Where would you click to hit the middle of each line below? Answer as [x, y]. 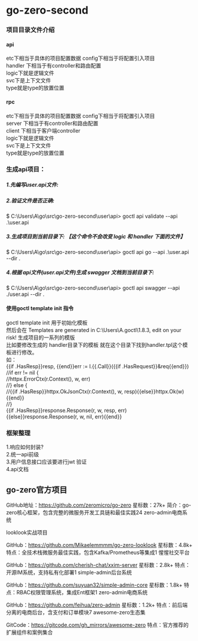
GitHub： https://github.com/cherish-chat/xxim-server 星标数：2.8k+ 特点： [98, 565]
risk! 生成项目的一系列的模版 [40, 337]
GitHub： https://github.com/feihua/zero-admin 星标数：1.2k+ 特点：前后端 [97, 605]
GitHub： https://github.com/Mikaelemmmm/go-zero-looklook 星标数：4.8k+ [99, 545]
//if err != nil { [22, 372]
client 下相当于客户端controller [43, 130]
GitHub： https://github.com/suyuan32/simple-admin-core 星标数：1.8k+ [95, 585]
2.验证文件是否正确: [30, 201]
